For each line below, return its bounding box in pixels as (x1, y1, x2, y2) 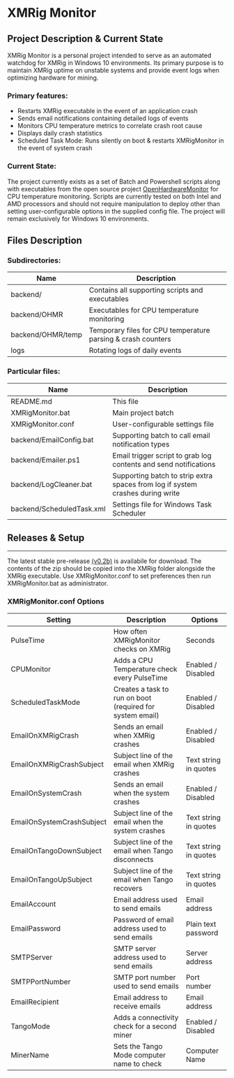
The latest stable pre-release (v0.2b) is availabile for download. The (7, 557, 202, 565)
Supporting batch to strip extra (112, 470, 213, 480)
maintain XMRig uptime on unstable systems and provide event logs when (7, 66, 219, 74)
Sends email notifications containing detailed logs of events (17, 114, 189, 123)
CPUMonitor (10, 664, 51, 673)
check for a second (113, 1021, 177, 1031)
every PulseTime (113, 673, 169, 683)
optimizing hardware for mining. (7, 73, 99, 82)
